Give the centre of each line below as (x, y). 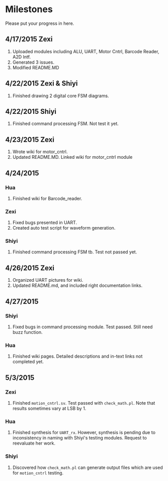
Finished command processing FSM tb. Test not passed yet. (75, 252)
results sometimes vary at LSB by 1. (49, 408)
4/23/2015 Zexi (30, 139)
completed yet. (28, 362)
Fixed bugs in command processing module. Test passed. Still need (82, 327)
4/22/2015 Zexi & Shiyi (41, 84)
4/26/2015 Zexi (30, 268)
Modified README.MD (36, 67)
